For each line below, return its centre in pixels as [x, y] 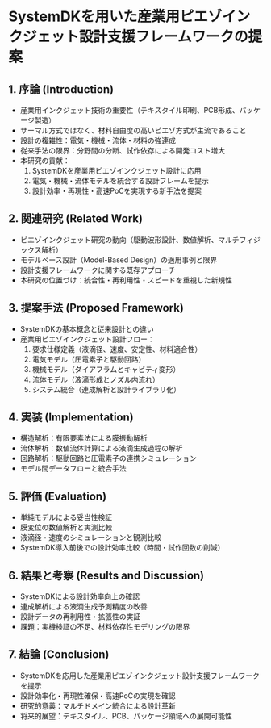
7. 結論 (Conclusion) [59, 655]
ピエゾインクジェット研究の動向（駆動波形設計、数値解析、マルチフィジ [140, 240]
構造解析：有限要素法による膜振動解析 [83, 438]
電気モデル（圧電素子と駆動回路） [89, 359]
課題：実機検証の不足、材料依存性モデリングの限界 [105, 627]
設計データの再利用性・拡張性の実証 [80, 617]
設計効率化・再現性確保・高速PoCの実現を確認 [98, 696]
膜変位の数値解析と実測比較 [66, 527]
